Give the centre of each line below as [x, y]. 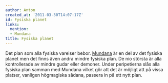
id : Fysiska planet [26, 19]
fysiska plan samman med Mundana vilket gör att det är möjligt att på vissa [84, 69]
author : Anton [20, 10]
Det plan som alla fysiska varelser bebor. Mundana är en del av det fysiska [84, 53]
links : [12, 24]
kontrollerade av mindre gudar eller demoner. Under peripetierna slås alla [82, 64]
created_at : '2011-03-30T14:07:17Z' [44, 15]
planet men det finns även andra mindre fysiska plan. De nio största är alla [84, 58]
